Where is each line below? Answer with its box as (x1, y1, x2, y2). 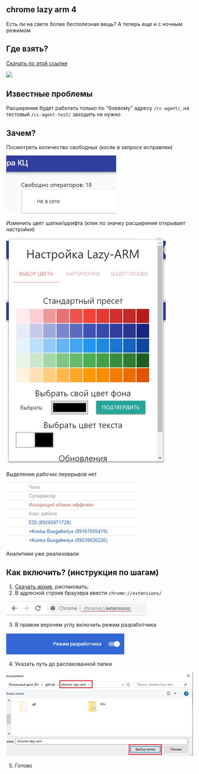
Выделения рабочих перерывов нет (6, 470, 97, 478)
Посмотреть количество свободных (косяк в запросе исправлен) (6, 144, 173, 151)
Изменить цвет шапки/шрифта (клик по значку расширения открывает (6, 220, 186, 227)
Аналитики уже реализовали (6, 550, 79, 557)
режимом (6, 27, 31, 34)
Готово (14, 762, 33, 769)
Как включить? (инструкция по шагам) (6, 567, 159, 578)
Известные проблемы (6, 89, 93, 99)
